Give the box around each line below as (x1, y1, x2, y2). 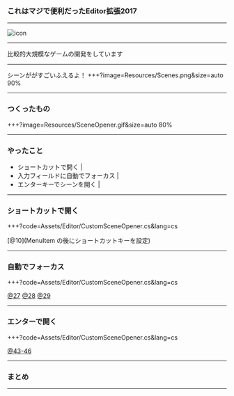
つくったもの (7, 104, 51, 114)
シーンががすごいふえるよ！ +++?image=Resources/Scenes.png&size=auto (7, 71, 224, 79)
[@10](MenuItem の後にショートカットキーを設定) (7, 237, 151, 245)
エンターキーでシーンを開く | (17, 180, 100, 189)
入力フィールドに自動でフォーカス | (17, 171, 120, 180)
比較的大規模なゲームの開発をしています (7, 50, 123, 58)
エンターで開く (7, 317, 57, 326)
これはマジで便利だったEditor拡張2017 (7, 6, 137, 15)
